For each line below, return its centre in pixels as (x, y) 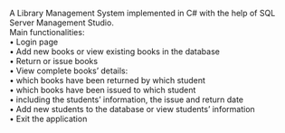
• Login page (34, 42)
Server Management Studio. (62, 23)
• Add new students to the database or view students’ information (132, 109)
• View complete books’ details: (69, 71)
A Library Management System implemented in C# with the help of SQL (142, 13)
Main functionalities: (47, 32)
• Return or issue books (53, 61)
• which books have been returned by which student (108, 80)
